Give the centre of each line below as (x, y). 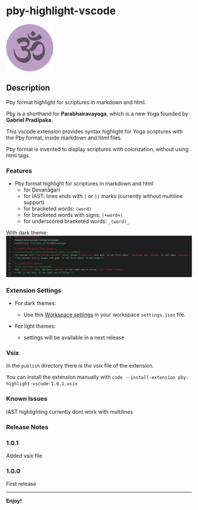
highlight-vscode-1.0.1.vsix (42, 384)
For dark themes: (35, 303)
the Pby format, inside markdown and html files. (64, 138)
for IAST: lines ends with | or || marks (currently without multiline (103, 196)
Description (28, 88)
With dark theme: (27, 233)
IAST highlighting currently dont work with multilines (70, 411)
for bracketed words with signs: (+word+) (73, 215)
